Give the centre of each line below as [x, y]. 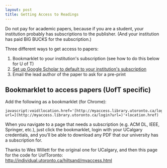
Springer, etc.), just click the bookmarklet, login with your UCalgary [74, 130]
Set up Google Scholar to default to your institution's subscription [79, 69]
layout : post [19, 10]
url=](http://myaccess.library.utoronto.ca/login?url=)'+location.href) [82, 115]
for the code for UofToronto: [34, 155]
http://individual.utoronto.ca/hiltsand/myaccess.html [59, 161]
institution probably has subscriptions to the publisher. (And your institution [82, 34]
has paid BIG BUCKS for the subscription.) [48, 39]
